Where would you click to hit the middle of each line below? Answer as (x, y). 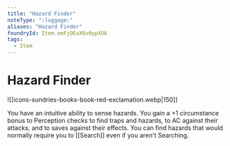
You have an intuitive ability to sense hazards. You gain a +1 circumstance (113, 113)
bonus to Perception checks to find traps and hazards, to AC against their (113, 120)
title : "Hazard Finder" (42, 14)
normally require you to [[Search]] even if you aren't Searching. (98, 135)
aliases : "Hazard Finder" (45, 26)
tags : (15, 40)
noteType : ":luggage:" (40, 20)
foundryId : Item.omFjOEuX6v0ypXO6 (58, 33)
